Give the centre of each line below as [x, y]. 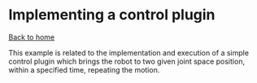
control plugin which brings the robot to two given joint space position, [127, 61]
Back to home [32, 37]
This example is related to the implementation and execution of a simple [129, 52]
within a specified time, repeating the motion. [84, 69]
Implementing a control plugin [112, 15]
